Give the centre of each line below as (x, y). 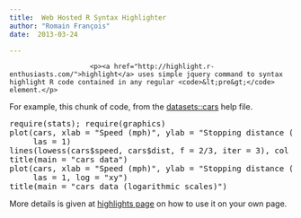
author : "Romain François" (60, 26)
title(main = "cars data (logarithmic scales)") (118, 187)
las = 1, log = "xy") (80, 178)
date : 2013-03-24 (44, 34)
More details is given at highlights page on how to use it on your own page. (148, 204)
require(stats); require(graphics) (88, 124)
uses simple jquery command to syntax (210, 74)
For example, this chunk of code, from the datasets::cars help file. (131, 107)
